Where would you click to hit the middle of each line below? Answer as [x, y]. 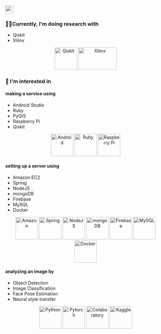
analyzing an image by [30, 272]
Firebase [22, 199]
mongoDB [23, 193]
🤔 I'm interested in [28, 82]
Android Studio [28, 105]
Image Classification [34, 289]
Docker [20, 210]
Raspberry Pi [26, 121]
